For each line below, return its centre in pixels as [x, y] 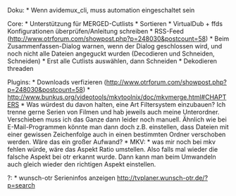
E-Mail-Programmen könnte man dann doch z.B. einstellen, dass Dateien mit [118, 127]
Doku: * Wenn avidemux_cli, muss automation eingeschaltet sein [101, 10]
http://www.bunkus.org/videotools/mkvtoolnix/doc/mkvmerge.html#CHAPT [117, 97]
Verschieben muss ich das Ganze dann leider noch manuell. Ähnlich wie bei [117, 119]
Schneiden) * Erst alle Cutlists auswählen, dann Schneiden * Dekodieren [112, 61]
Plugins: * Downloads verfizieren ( [57, 82]
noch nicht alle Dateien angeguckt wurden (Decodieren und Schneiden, [111, 53]
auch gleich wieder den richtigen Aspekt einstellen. [82, 164]
